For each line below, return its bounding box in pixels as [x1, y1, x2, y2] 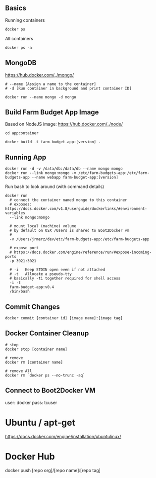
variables [5, 211, 26, 216]
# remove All [5, 368, 32, 374]
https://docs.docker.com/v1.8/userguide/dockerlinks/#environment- [5, 206, 148, 211]
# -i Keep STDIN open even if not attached [9, 267, 105, 273]
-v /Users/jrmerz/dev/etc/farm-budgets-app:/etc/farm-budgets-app [9, 237, 150, 242]
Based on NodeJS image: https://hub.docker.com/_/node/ [5, 121, 123, 127]
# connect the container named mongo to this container [9, 197, 127, 203]
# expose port [9, 246, 39, 251]
